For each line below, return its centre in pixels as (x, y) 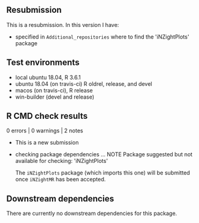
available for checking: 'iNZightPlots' (62, 161)
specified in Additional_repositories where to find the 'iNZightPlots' (102, 37)
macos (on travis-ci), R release (54, 90)
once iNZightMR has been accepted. (60, 180)
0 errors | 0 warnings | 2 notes (45, 130)
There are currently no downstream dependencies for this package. (92, 213)
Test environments (43, 63)
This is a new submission (47, 143)
